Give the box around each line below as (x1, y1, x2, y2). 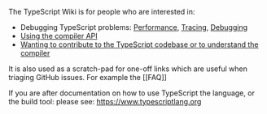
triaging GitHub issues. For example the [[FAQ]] (8, 73, 167, 82)
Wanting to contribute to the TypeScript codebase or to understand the (20, 40, 259, 49)
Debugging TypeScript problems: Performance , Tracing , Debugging (20, 23, 248, 32)
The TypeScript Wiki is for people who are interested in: (8, 7, 195, 16)
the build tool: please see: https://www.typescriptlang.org (8, 97, 202, 106)
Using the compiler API (20, 32, 98, 40)
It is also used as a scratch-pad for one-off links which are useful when (8, 64, 248, 74)
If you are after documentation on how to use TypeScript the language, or (8, 88, 255, 98)
